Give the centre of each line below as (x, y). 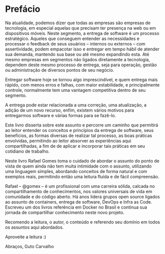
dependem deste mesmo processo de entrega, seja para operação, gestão (81, 65)
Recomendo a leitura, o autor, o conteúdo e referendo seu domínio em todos (82, 222)
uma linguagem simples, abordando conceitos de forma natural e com (76, 171)
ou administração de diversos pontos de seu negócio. (60, 70)
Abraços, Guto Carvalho (30, 246)
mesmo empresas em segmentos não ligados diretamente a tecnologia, (78, 59)
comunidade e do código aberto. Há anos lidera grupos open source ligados (82, 197)
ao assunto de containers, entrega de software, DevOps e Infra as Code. (79, 202)
